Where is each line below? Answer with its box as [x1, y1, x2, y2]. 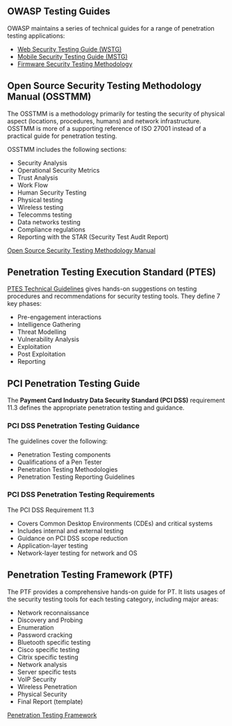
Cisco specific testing [17, 645, 80, 654]
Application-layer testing [17, 541, 88, 550]
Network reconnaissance [17, 608, 90, 617]
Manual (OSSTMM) [7, 91, 92, 103]
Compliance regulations [17, 225, 85, 233]
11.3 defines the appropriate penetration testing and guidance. [7, 403, 185, 412]
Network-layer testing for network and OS [17, 548, 138, 557]
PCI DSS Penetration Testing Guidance [7, 421, 140, 431]
